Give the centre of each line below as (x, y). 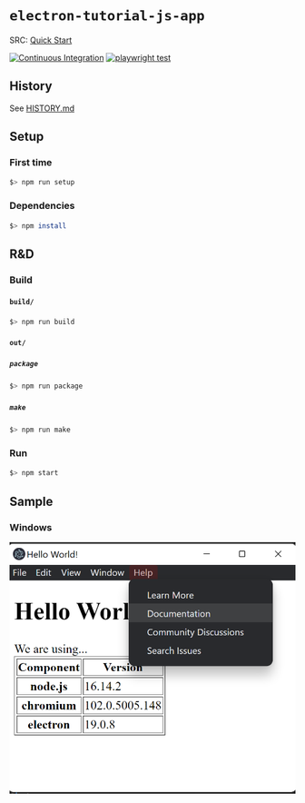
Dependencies (42, 206)
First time (31, 163)
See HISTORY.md (42, 108)
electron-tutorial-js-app (107, 16)
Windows (31, 527)
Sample (31, 501)
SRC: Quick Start (41, 40)
